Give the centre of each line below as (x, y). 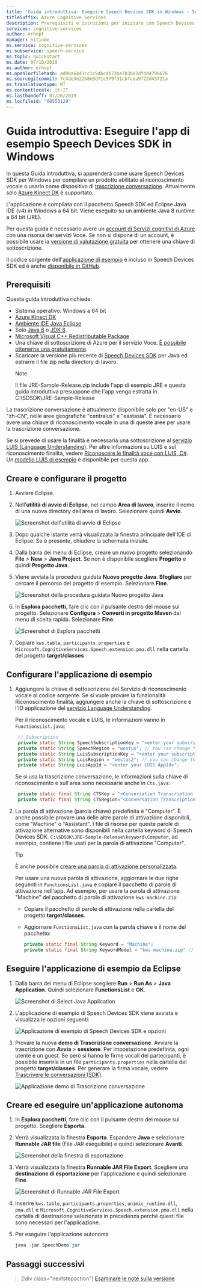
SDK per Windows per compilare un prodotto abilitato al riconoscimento (95, 180)
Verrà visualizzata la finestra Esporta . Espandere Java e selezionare (99, 1138)
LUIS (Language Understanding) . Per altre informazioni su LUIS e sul (91, 447)
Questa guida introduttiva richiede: (49, 299)
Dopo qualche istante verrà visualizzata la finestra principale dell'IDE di (103, 535)
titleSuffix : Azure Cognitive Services (56, 17)
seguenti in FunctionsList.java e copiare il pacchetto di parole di (96, 884)
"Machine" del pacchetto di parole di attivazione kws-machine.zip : (96, 897)
